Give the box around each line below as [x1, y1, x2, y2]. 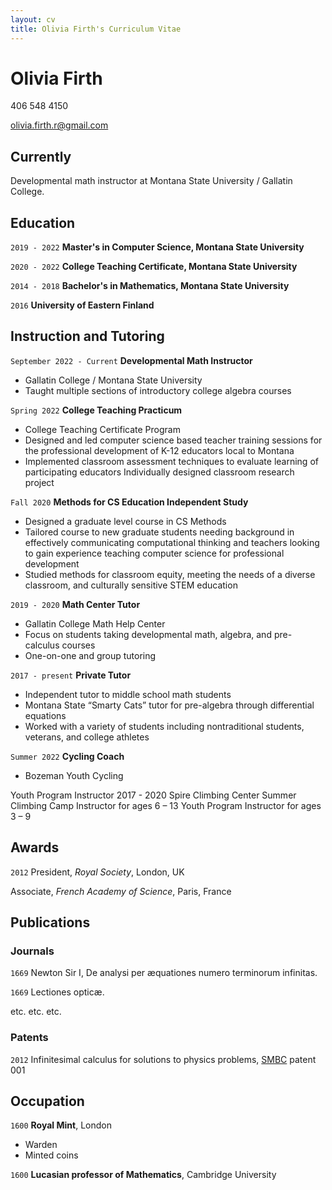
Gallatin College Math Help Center [24, 617, 166, 630]
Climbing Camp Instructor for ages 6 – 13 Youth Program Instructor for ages [10, 799, 322, 811]
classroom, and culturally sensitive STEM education [24, 579, 238, 591]
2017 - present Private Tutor [10, 669, 132, 681]
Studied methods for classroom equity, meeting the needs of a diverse [24, 568, 316, 580]
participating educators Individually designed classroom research [24, 466, 295, 478]
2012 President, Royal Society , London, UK [10, 866, 185, 878]
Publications [10, 914, 91, 931]
